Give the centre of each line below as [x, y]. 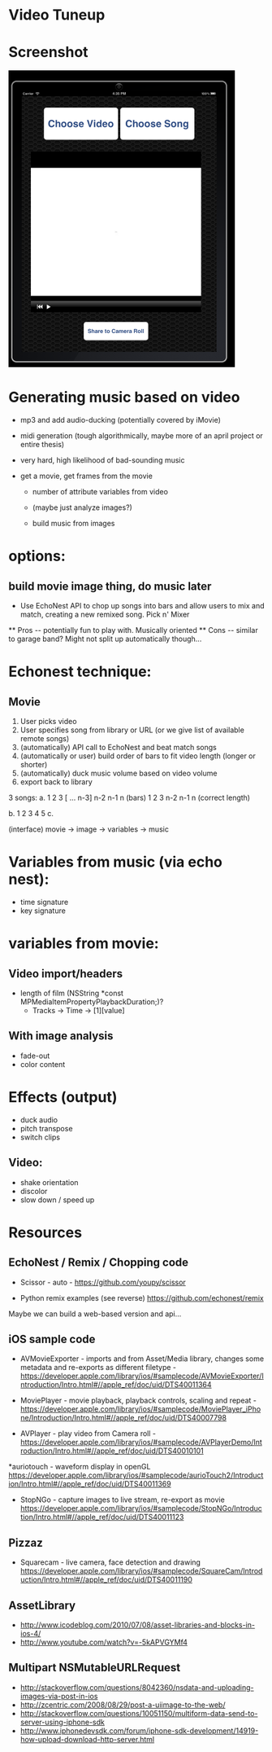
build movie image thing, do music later [110, 586]
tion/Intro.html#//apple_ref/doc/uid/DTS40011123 [102, 1517]
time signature [44, 902]
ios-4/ [30, 1633]
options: [37, 556]
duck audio [39, 1120]
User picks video [48, 722]
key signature [43, 911]
